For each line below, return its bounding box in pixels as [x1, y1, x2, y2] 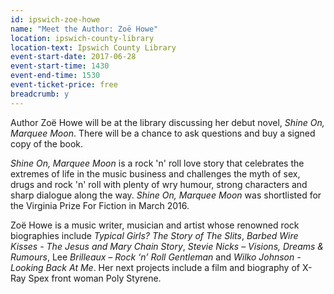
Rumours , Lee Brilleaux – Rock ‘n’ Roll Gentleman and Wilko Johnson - [10, 251, 302, 263]
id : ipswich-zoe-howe [10, 14, 101, 25]
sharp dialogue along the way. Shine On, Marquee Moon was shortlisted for [10, 189, 322, 201]
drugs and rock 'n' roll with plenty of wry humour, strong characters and [10, 178, 308, 190]
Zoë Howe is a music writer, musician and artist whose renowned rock [10, 219, 300, 231]
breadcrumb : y [10, 89, 70, 99]
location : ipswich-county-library [10, 33, 155, 43]
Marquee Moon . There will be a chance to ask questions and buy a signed [10, 127, 316, 139]
